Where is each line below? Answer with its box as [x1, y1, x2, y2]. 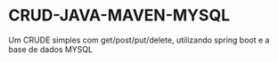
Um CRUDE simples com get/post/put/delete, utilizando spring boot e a [8, 35, 270, 45]
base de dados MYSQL [8, 43, 94, 54]
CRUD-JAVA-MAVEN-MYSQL [8, 5, 231, 26]
